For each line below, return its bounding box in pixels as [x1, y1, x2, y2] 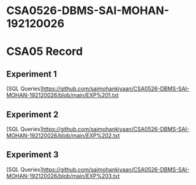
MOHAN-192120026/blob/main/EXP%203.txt [6, 172, 120, 180]
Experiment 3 [6, 150, 59, 160]
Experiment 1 [6, 68, 57, 79]
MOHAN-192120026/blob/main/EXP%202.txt [6, 132, 120, 139]
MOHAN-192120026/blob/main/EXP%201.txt [6, 92, 119, 99]
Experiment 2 [6, 109, 59, 120]
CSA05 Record [6, 45, 83, 59]
